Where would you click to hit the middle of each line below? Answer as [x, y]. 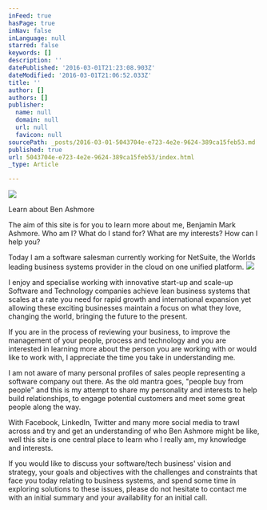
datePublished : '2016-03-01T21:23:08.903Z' [82, 68]
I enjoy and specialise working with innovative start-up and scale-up [121, 283]
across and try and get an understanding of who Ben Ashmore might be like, [134, 431]
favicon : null [39, 135]
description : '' [35, 61]
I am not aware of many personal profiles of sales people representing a [127, 373]
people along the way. [45, 407]
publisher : [26, 105]
